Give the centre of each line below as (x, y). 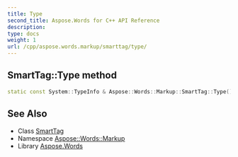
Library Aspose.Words (50, 146)
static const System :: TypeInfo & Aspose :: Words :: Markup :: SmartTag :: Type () (120, 92)
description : (27, 27)
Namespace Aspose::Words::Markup (71, 138)
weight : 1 (22, 40)
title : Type (25, 14)
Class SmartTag (41, 131)
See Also (27, 114)
